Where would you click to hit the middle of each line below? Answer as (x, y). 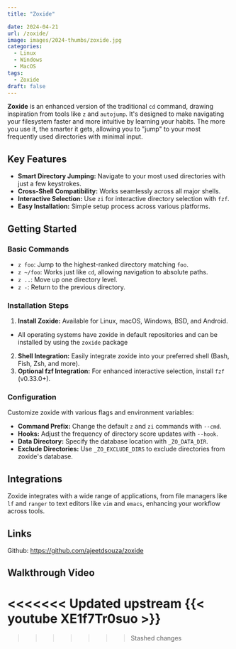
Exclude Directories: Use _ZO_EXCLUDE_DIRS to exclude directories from (121, 449)
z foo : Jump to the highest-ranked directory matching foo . (103, 264)
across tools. (26, 511)
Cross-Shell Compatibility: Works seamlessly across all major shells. (119, 191)
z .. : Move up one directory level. (68, 279)
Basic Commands (38, 249)
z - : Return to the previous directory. (72, 287)
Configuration (32, 397)
